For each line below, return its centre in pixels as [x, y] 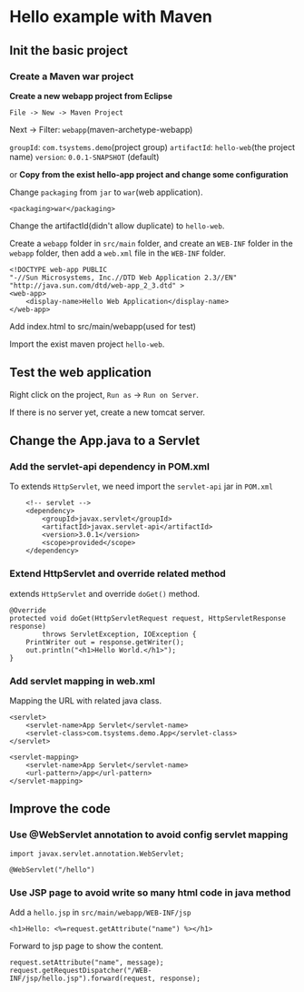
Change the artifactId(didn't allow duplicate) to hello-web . [117, 226]
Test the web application [81, 373]
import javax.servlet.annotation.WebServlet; [97, 854]
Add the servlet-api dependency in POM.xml [110, 466]
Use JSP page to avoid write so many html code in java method [150, 892]
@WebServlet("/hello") [52, 870]
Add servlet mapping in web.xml [83, 681]
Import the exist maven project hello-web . [87, 344]
